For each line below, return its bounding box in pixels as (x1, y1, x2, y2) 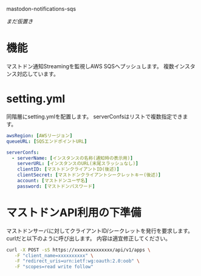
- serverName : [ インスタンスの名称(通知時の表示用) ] (12, 155, 134, 161)
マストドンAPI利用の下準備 (6, 205, 141, 219)
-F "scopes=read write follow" (14, 264, 94, 270)
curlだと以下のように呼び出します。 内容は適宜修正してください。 (6, 235, 171, 242)
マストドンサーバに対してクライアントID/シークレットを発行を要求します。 (6, 227, 193, 234)
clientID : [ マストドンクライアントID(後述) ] (17, 166, 120, 172)
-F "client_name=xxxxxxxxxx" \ (14, 252, 94, 258)
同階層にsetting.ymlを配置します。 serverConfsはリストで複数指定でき (6, 113, 183, 120)
